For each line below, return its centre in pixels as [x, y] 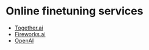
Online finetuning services [74, 11]
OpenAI [24, 40]
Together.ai [29, 28]
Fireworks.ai [30, 34]
